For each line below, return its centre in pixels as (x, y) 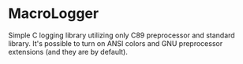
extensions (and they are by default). (68, 52)
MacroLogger (54, 14)
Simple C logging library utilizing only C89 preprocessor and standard (121, 35)
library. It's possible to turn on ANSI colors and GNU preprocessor (116, 43)
